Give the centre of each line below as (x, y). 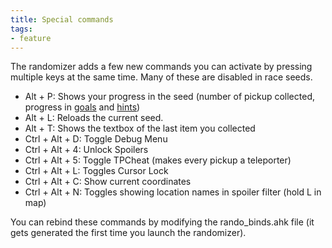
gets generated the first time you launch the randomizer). (128, 233)
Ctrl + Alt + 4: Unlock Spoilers (86, 150)
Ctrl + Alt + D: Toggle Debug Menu (96, 139)
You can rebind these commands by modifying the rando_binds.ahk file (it (162, 222)
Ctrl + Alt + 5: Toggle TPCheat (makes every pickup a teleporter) (158, 160)
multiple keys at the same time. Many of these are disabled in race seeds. (161, 77)
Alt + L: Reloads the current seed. (94, 118)
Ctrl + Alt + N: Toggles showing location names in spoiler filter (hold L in (173, 192)
